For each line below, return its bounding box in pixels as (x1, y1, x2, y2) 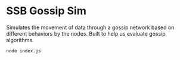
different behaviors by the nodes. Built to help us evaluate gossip (6, 30, 166, 37)
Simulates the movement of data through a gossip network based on (6, 24, 175, 31)
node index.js (6, 48, 42, 54)
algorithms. (6, 36, 34, 43)
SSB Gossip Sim (6, 4, 86, 18)
